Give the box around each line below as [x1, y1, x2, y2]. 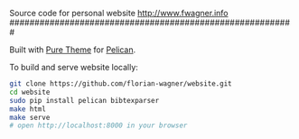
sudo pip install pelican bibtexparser [9, 96, 160, 105]
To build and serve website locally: [9, 62, 138, 72]
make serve [9, 113, 51, 122]
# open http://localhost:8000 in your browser [9, 121, 188, 130]
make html [9, 104, 47, 114]
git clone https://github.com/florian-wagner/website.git [9, 79, 232, 88]
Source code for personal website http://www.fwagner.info [9, 8, 229, 18]
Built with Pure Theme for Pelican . [9, 44, 136, 55]
